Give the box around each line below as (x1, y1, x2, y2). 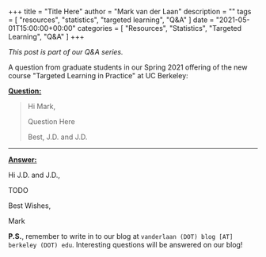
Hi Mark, (27, 102, 56, 111)
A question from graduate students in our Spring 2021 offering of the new (8, 62, 248, 72)
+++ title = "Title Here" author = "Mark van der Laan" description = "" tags (8, 7, 252, 16)
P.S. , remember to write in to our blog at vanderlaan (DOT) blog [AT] (8, 232, 234, 240)
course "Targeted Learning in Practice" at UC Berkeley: (8, 71, 188, 80)
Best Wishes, (8, 201, 51, 210)
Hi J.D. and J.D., (8, 170, 61, 180)
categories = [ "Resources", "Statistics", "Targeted (78, 24, 242, 32)
